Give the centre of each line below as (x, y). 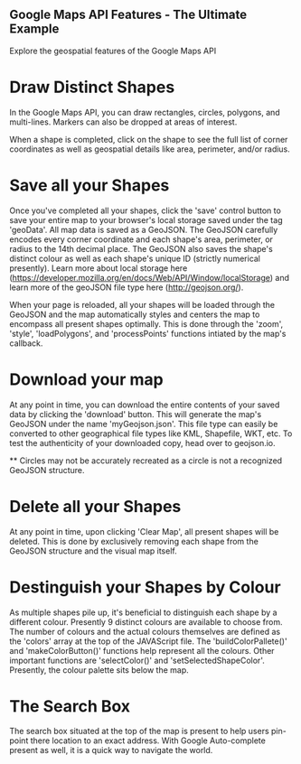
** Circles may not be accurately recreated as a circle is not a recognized (146, 461)
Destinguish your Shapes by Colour (146, 587)
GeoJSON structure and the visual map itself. (94, 551)
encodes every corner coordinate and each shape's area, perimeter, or (141, 239)
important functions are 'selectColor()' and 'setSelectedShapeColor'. (137, 660)
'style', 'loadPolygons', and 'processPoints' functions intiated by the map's (148, 333)
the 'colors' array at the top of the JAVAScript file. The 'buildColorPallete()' (148, 641)
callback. (26, 343)
